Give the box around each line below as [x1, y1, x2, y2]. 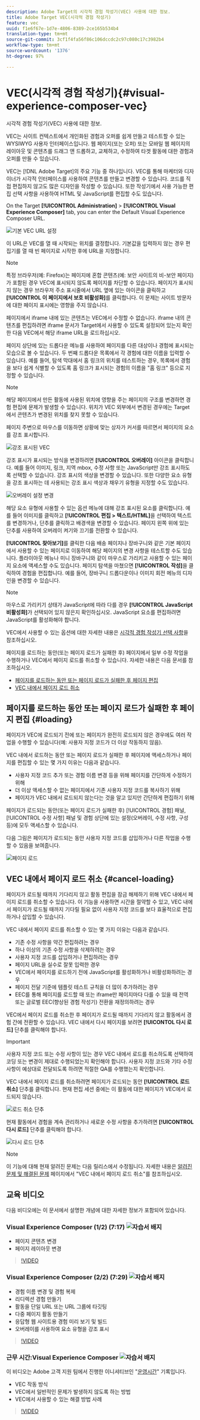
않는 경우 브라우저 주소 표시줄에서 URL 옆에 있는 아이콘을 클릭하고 [12, 286, 166, 294]
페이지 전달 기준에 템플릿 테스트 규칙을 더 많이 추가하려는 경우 [14, 984, 158, 991]
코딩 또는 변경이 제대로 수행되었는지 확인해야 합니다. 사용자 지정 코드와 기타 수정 [6, 1058, 193, 1065]
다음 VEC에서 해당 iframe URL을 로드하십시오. [12, 329, 121, 336]
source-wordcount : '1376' [6, 48, 70, 54]
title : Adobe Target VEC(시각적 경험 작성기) [6, 14, 112, 20]
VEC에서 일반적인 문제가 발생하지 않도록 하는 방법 [14, 1388, 131, 1395]
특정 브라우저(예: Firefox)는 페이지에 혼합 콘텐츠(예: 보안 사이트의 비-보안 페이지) [6, 271, 194, 279]
